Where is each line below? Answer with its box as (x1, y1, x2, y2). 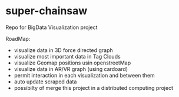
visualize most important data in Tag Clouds (14, 53, 121, 60)
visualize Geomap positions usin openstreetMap (14, 59, 131, 66)
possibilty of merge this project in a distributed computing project (14, 84, 173, 91)
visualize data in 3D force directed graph (14, 46, 113, 54)
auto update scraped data (14, 78, 77, 85)
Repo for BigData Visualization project (5, 24, 98, 31)
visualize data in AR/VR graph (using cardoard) (14, 65, 128, 72)
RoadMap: (5, 35, 31, 42)
